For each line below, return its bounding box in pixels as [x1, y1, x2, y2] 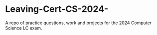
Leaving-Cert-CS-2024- [5, 3, 109, 15]
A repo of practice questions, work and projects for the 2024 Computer [5, 20, 152, 26]
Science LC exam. [5, 25, 42, 31]
